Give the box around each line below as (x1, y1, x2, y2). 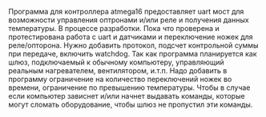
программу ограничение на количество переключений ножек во (8, 75, 232, 84)
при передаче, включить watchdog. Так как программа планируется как (8, 49, 258, 58)
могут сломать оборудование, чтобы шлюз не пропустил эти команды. (8, 99, 253, 109)
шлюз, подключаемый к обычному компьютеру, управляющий (8, 57, 224, 67)
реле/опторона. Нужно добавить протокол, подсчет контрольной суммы (8, 41, 259, 50)
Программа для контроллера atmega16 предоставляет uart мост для (8, 7, 244, 16)
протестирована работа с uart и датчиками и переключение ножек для (8, 32, 254, 41)
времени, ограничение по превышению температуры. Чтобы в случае (8, 83, 251, 92)
